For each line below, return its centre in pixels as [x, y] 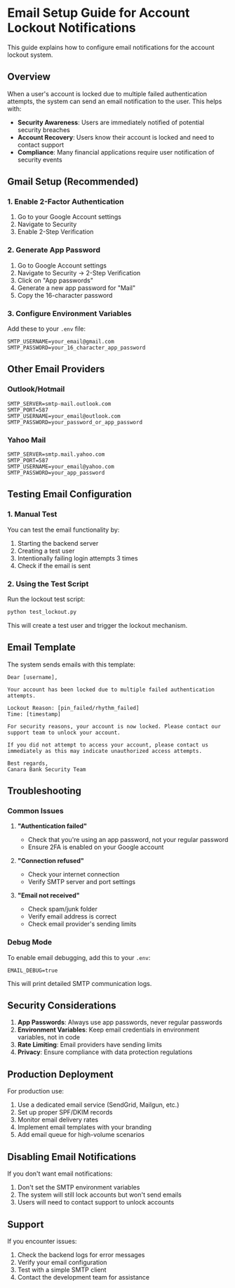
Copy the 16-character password [65, 295]
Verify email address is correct [72, 916]
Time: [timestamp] [34, 714]
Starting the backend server [58, 543]
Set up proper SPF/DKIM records [65, 1112]
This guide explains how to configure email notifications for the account [111, 47]
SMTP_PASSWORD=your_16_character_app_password [76, 348]
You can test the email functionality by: [63, 530]
